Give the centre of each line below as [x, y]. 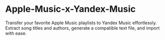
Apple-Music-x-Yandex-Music [71, 9]
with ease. [16, 33]
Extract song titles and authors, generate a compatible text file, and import [82, 28]
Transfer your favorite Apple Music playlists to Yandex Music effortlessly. [81, 23]
